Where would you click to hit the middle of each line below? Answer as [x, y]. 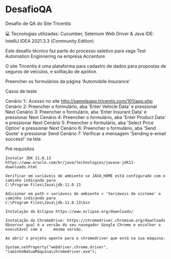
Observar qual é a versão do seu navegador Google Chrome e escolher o [83, 225]
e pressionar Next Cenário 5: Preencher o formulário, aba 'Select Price [80, 123]
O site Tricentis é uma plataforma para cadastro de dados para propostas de [86, 66]
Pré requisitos [20, 149]
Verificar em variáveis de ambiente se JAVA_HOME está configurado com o [86, 176]
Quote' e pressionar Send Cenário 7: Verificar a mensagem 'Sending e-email [86, 133]
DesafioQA [29, 9]
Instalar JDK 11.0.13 [28, 158]
